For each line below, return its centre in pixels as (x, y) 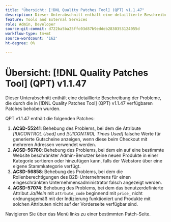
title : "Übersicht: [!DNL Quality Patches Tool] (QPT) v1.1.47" (75, 10)
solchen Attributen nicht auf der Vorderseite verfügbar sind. (75, 204)
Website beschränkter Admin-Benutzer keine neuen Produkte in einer (85, 155)
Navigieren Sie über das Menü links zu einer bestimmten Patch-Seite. (78, 214)
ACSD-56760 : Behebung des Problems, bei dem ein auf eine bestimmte (88, 150)
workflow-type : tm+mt (28, 34)
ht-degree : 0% (20, 43)
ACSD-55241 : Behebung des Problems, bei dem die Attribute (77, 128)
